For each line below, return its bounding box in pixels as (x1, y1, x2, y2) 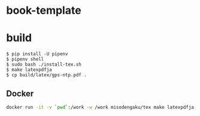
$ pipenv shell (6, 56, 44, 63)
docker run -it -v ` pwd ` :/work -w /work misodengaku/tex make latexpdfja (6, 104, 195, 110)
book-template (6, 4, 82, 17)
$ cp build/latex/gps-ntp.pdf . (6, 72, 87, 78)
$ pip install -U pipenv (6, 51, 68, 57)
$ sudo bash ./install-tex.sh (6, 61, 82, 68)
